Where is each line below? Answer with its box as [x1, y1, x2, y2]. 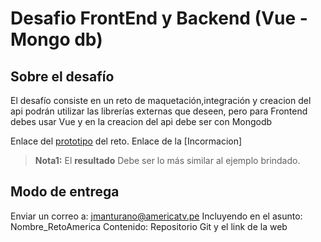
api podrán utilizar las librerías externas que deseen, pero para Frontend [10, 105, 308, 117]
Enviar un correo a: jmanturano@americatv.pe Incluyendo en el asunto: [10, 210, 303, 222]
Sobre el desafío [10, 68, 115, 85]
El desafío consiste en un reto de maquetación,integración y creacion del [10, 95, 312, 106]
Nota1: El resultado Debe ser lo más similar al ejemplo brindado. [34, 155, 301, 166]
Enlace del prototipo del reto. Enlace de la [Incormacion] [10, 135, 243, 147]
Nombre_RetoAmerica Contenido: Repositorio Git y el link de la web [10, 220, 288, 232]
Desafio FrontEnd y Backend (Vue [10, 7, 297, 30]
